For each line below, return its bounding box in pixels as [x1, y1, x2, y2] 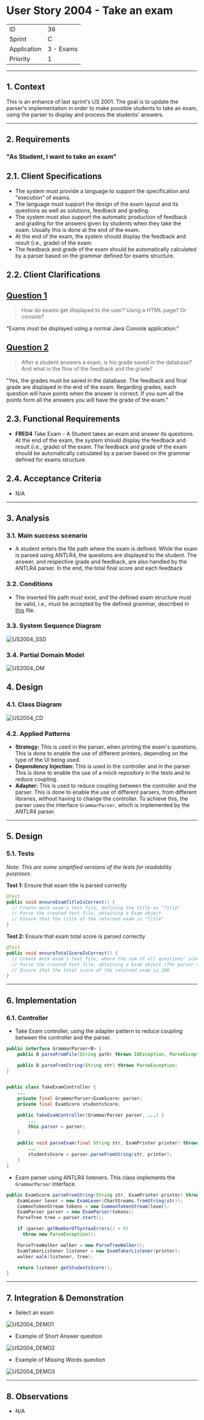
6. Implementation [6, 995, 77, 1006]
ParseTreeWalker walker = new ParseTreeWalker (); [17, 1242, 146, 1248]
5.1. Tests [6, 850, 35, 858]
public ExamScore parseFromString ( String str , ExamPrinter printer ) [6, 1192, 183, 1198]
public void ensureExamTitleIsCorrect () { [6, 899, 115, 905]
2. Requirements [6, 135, 70, 145]
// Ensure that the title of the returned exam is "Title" [12, 916, 165, 922]
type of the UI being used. [15, 756, 81, 764]
